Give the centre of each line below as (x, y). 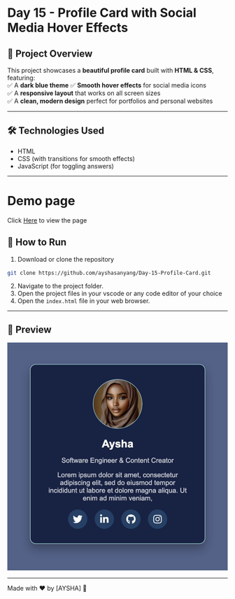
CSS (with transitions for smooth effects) (76, 158)
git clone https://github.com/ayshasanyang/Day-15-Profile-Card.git (109, 273)
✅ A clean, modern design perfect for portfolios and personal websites (110, 101)
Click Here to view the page (47, 220)
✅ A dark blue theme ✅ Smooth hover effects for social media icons (107, 85)
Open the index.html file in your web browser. (84, 301)
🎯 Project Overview (50, 54)
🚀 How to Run (37, 242)
